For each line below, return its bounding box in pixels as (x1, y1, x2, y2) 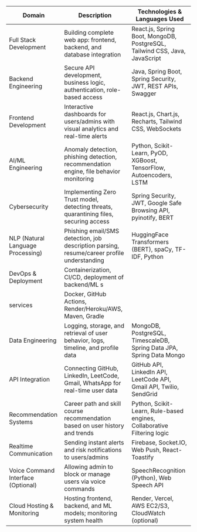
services (9, 301, 33, 309)
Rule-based (150, 407, 184, 415)
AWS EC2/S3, (131, 502, 170, 510)
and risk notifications (64, 446, 122, 454)
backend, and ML (64, 502, 112, 510)
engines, (131, 414, 155, 422)
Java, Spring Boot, (131, 68, 182, 75)
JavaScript (131, 54, 161, 62)
